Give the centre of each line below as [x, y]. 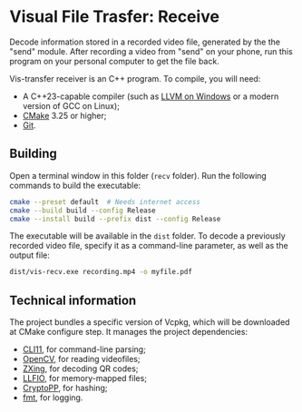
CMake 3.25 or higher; [64, 115]
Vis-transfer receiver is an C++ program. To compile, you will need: [135, 78]
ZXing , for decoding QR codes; [80, 368]
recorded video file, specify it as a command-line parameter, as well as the [149, 246]
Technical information [73, 300]
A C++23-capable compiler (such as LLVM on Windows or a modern [151, 96]
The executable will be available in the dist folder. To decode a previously [147, 236]
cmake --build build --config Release [83, 211]
